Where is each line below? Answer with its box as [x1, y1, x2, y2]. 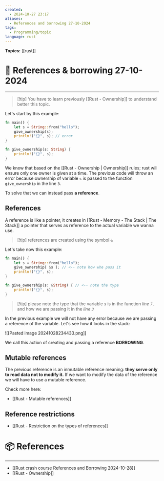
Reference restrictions [5, 410, 75, 418]
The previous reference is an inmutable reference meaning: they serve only [5, 367, 158, 373]
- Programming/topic [9, 30, 51, 35]
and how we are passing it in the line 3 [17, 306, 94, 312]
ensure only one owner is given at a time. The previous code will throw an [5, 170, 153, 176]
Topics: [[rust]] [5, 47, 36, 54]
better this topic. [17, 101, 50, 107]
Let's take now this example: [5, 246, 62, 252]
